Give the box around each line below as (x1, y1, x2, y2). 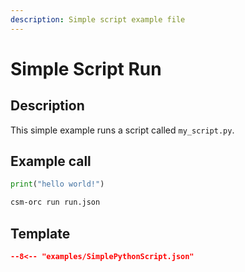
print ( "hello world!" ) (10, 179, 105, 190)
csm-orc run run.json (10, 197, 101, 208)
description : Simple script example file (10, 14, 186, 25)
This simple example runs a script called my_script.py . (10, 124, 235, 136)
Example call (10, 153, 92, 170)
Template (10, 225, 71, 242)
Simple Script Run (10, 57, 162, 80)
